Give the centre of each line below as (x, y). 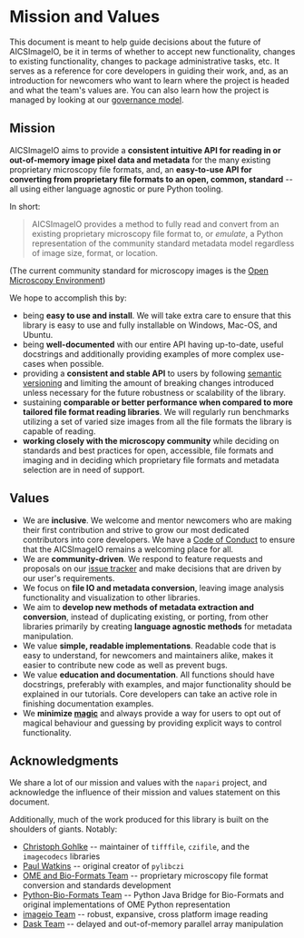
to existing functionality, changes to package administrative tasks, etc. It (144, 61)
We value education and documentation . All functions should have (148, 675)
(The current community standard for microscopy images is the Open (139, 271)
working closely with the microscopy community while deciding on (151, 440)
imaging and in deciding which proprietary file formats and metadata (151, 459)
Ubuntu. (38, 334)
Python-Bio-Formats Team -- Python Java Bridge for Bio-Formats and (153, 895)
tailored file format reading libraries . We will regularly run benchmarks (156, 411)
